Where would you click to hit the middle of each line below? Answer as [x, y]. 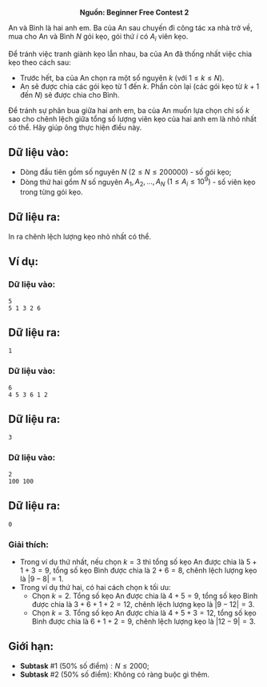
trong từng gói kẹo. [51, 192]
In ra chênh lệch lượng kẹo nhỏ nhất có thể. [80, 236]
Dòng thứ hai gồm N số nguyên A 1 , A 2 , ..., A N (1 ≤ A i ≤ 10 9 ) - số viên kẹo [137, 182]
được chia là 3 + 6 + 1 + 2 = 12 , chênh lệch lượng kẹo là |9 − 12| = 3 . [143, 604]
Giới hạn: [31, 647]
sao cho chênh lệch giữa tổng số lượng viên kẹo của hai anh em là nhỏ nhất [133, 119]
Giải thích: [29, 544]
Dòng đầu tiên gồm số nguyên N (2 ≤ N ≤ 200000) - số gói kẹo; [126, 171]
